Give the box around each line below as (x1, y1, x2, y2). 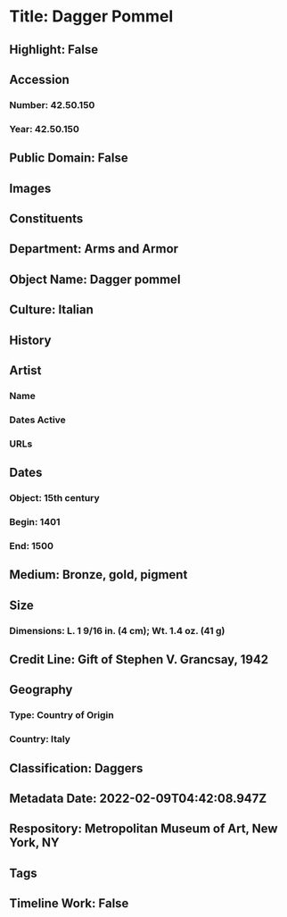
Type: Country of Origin (9, 709, 114, 721)
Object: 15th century (9, 492, 100, 504)
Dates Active (9, 413, 67, 426)
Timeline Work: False (9, 896, 129, 912)
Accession (9, 71, 70, 87)
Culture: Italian (9, 302, 94, 318)
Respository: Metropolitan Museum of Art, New (9, 821, 278, 837)
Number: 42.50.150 (9, 98, 95, 111)
